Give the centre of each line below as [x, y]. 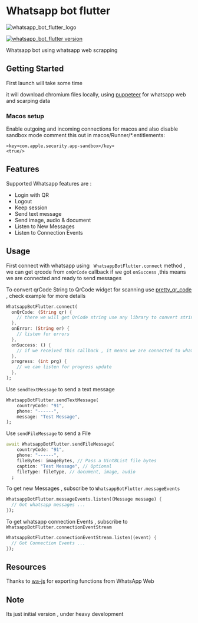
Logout [23, 201]
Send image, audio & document [53, 220]
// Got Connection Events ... [48, 543]
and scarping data [28, 100]
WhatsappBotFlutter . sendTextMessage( [52, 400]
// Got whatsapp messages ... [48, 505]
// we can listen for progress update [64, 367]
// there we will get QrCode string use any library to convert [97, 317]
